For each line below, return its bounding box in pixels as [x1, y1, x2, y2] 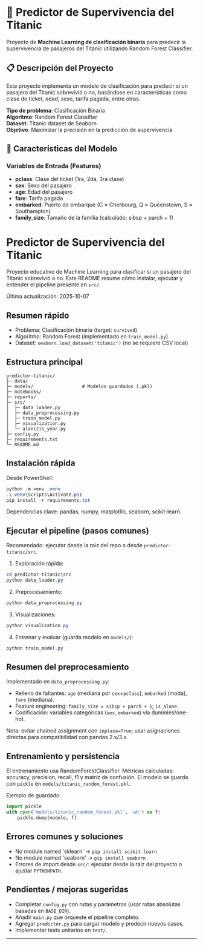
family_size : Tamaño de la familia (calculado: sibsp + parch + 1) [14, 214, 174, 222]
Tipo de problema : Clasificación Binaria [6, 107, 106, 114]
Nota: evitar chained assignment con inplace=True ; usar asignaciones [6, 727, 180, 734]
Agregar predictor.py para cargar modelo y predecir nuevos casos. [14, 920, 184, 927]
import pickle [6, 803, 42, 810]
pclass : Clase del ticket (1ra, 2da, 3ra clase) [14, 176, 124, 183]
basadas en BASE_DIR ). [14, 907, 71, 914]
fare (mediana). [14, 696, 55, 703]
